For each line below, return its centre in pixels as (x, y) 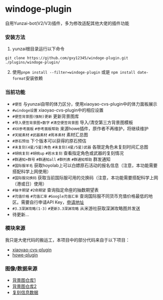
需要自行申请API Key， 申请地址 (53, 202)
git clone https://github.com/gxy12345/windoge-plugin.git (67, 58)
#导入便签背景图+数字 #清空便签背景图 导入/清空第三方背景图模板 (73, 122)
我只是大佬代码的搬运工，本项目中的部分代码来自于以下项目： (68, 240)
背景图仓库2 (24, 286)
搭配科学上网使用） (32, 171)
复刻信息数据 (25, 293)
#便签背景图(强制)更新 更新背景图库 (46, 116)
